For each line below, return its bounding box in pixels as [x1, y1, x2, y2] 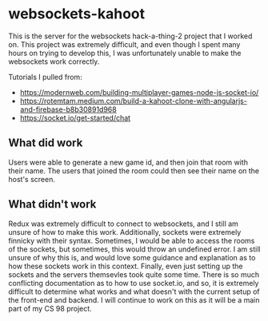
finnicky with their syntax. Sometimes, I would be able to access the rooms [8, 236, 255, 245]
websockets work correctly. [8, 57, 100, 66]
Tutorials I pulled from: [8, 72, 82, 81]
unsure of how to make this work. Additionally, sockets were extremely [8, 227, 242, 236]
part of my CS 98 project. [8, 303, 92, 313]
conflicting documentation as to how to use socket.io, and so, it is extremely [8, 278, 259, 287]
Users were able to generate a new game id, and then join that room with [8, 157, 248, 167]
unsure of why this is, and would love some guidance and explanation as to [8, 252, 256, 262]
